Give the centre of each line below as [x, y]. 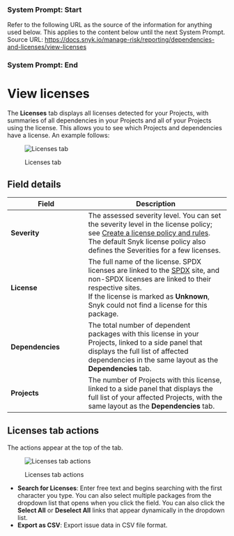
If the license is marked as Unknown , [149, 296]
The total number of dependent [139, 325]
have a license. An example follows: [58, 135]
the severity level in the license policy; [150, 224]
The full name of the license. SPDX [145, 261]
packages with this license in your [144, 333]
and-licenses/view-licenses [47, 47]
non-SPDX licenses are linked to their [150, 278]
